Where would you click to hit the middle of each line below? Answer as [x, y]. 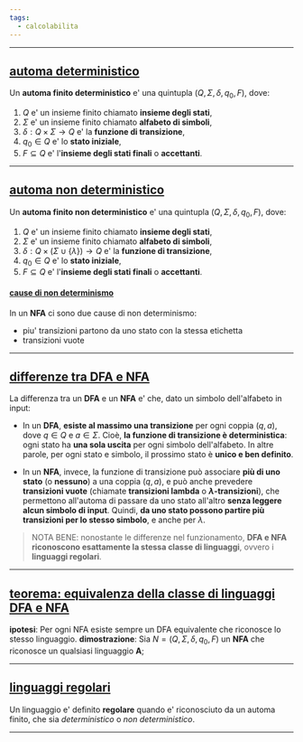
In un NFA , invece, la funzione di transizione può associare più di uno [151, 472]
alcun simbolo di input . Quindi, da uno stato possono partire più [143, 511]
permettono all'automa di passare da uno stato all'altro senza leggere [152, 501]
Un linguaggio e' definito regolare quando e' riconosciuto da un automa [142, 709]
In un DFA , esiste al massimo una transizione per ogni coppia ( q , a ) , [150, 426]
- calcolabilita [48, 26]
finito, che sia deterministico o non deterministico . [102, 719]
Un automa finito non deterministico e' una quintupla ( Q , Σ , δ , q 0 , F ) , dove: [148, 213]
